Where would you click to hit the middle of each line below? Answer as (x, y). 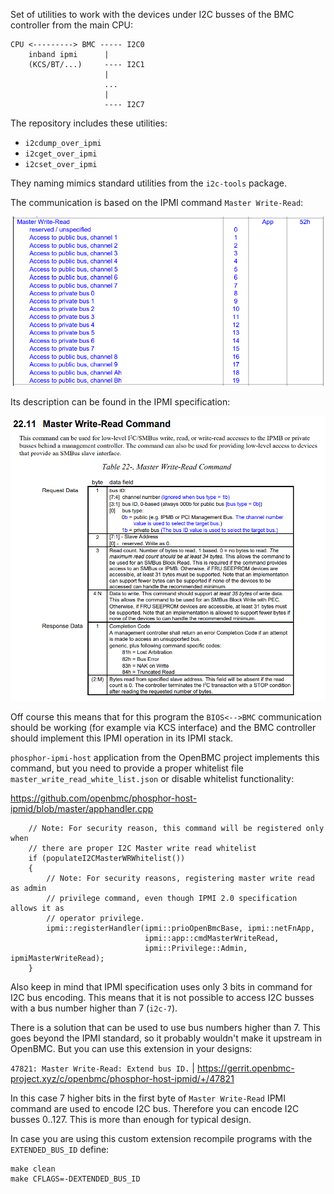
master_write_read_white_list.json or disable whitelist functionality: (152, 779)
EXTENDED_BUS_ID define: (60, 1150)
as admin (28, 889)
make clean (33, 1169)
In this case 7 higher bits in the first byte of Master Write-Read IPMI (148, 1098)
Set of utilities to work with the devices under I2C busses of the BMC (152, 14)
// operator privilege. (95, 919)
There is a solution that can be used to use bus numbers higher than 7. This (165, 1028)
